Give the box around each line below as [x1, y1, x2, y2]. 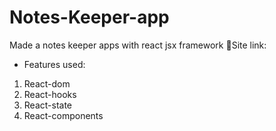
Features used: [23, 58, 86, 70]
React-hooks [23, 88, 77, 100]
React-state [23, 99, 73, 111]
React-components [23, 109, 104, 121]
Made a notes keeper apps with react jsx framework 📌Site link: [9, 39, 267, 51]
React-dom [23, 77, 71, 90]
